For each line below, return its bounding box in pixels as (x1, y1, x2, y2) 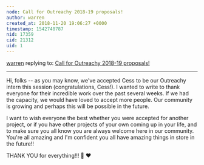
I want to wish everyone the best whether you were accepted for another (6, 114, 189, 121)
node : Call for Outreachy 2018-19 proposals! (6, 8, 123, 15)
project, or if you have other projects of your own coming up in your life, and (6, 121, 197, 128)
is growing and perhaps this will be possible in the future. (6, 103, 150, 110)
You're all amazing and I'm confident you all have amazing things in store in (6, 133, 195, 141)
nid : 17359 (6, 32, 34, 38)
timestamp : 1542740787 (6, 25, 64, 32)
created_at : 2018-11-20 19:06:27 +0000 (6, 20, 107, 26)
